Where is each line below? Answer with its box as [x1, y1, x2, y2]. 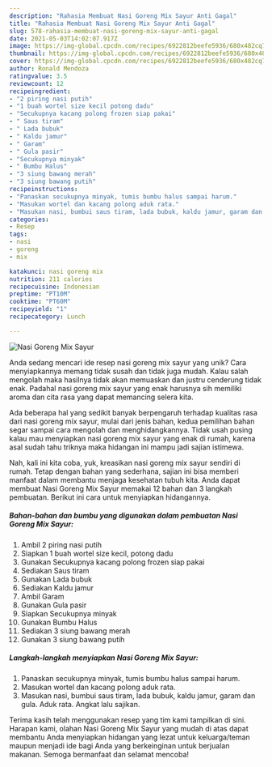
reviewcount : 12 [9, 79, 64, 87]
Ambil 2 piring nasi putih [20, 539, 102, 549]
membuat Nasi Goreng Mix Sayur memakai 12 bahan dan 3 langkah [9, 484, 232, 493]
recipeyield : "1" [9, 305, 68, 313]
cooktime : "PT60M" [9, 297, 71, 306]
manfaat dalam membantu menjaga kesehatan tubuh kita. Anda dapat [9, 475, 241, 484]
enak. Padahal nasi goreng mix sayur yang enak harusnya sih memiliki [9, 383, 242, 393]
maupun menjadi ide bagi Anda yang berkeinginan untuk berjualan [9, 740, 230, 750]
